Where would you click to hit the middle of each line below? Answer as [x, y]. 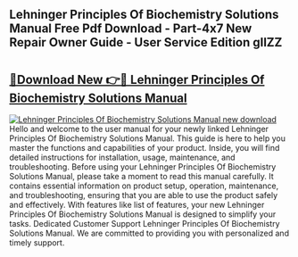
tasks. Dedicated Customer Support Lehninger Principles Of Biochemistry [145, 224]
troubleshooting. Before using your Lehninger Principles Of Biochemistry [143, 167]
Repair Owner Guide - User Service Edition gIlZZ [146, 42]
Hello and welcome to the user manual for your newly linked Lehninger [139, 129]
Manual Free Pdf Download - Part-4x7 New [131, 29]
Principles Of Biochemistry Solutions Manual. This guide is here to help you [147, 138]
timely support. [37, 243]
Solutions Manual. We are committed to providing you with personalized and [149, 233]
